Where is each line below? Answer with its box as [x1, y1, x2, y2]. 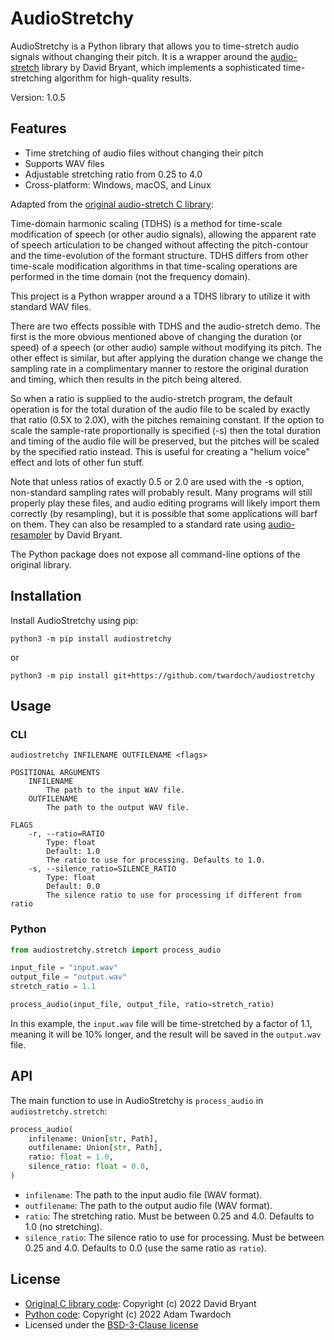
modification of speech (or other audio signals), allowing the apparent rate [10, 228, 317, 240]
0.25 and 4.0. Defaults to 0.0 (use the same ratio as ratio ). [24, 1242, 267, 1254]
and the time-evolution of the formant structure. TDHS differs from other [10, 249, 309, 261]
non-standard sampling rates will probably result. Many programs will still [10, 486, 313, 498]
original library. [10, 558, 72, 571]
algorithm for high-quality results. [54, 72, 192, 84]
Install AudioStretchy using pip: [10, 614, 139, 626]
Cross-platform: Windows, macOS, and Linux [24, 178, 212, 191]
